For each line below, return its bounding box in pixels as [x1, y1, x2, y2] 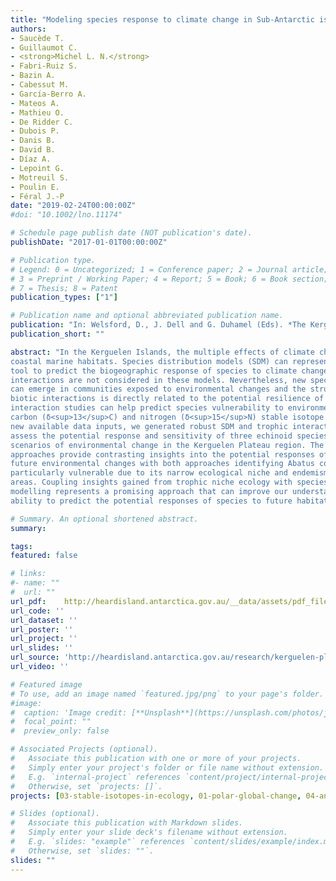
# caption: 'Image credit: [10, 707, 128, 718]
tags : [10, 541, 33, 551]
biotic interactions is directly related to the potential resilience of [10, 394, 325, 404]
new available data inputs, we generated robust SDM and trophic [10, 421, 288, 431]
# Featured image [10, 679, 83, 690]
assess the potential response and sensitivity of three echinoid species [10, 431, 329, 441]
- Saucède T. [10, 33, 65, 43]
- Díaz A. [10, 154, 52, 164]
